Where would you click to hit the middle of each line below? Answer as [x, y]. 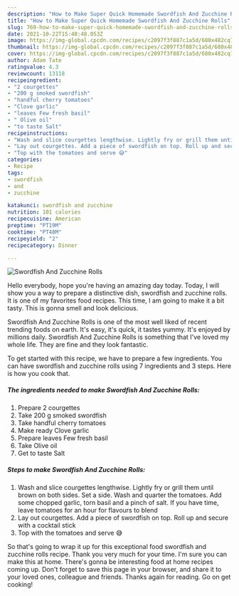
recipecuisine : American [44, 219]
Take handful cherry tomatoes [62, 423]
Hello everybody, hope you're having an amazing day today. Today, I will [113, 286]
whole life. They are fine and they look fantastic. [78, 345]
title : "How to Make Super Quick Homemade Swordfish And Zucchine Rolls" [119, 21]
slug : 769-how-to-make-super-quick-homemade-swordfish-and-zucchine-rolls [121, 27]
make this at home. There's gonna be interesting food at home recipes [110, 562]
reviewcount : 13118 [36, 73]
